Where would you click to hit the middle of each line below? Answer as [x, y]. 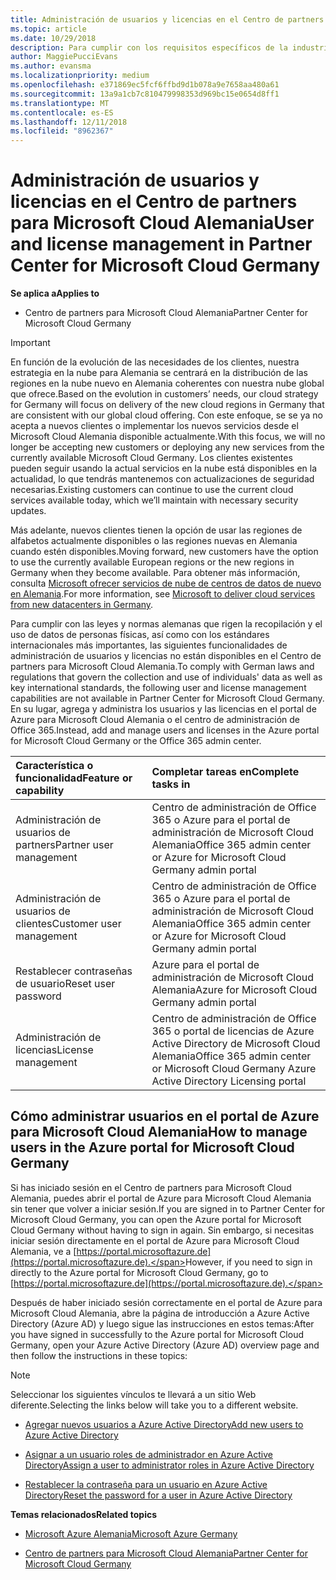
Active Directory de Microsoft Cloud [236, 1044]
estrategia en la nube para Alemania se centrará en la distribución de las [159, 373]
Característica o [54, 766]
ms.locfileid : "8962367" [62, 131]
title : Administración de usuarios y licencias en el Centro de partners [167, 19]
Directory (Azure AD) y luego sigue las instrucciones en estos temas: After [162, 1323]
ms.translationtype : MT [60, 103]
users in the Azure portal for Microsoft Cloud [152, 1147]
